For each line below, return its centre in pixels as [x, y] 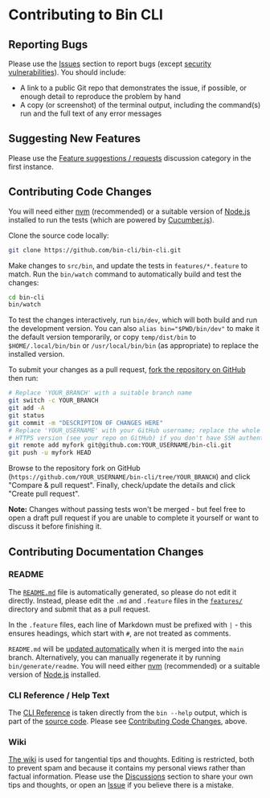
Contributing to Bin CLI [86, 15]
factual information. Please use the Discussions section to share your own [131, 776]
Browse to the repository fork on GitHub [74, 469]
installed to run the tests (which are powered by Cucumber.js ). [111, 219]
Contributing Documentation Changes [106, 552]
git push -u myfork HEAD [50, 453]
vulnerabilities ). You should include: [67, 72]
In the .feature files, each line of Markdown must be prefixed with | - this [130, 624]
